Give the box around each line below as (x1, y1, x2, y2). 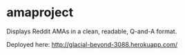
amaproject (6, 5, 74, 20)
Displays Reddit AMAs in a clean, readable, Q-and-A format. (6, 27, 177, 35)
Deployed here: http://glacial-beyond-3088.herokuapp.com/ (6, 40, 177, 48)
